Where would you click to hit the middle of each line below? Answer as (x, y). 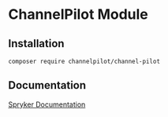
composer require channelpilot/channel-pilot (84, 61)
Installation (36, 44)
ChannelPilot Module (78, 15)
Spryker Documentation (47, 104)
